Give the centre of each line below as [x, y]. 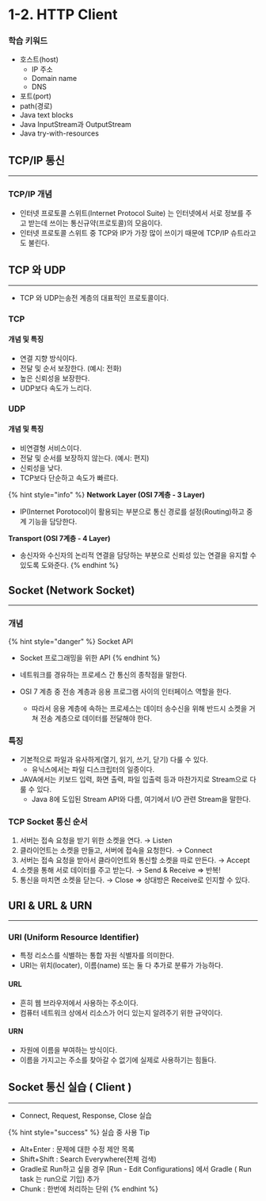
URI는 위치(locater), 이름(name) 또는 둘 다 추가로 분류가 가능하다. [121, 965]
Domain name [54, 79]
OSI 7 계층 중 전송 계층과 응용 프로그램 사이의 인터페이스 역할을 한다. [125, 691]
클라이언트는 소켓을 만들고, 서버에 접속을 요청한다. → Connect [116, 850]
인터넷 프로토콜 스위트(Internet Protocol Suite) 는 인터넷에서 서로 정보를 [131, 213]
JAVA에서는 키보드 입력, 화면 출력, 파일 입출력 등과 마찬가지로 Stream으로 [133, 780]
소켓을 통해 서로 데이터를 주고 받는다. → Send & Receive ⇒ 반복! [120, 870]
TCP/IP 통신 [36, 160]
